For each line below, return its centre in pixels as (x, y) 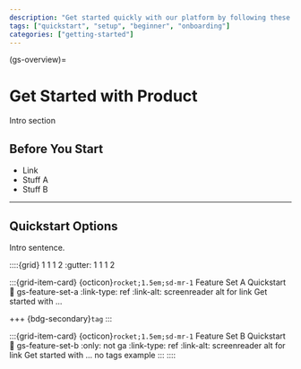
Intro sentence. (37, 247)
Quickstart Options (64, 226)
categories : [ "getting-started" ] (72, 34)
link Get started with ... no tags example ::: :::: (93, 355)
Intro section (33, 121)
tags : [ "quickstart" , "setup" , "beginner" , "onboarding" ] (120, 26)
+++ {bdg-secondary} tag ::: (61, 318)
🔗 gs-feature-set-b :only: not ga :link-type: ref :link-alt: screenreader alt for (147, 345)
